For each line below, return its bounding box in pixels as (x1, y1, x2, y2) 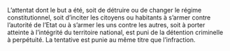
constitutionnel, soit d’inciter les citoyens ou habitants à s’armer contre (7, 13, 211, 22)
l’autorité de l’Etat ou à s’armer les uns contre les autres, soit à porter (7, 21, 206, 29)
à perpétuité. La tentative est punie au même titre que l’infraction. (7, 36, 196, 44)
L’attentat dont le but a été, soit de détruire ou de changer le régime (7, 6, 202, 14)
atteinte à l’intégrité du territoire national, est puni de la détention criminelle (7, 28, 224, 36)
